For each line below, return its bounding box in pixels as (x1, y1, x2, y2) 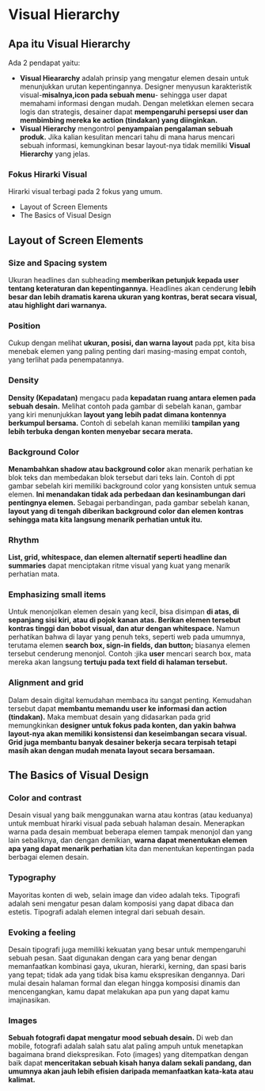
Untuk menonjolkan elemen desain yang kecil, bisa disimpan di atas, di (8, 607, 240, 617)
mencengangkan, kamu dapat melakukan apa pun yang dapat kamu (8, 987, 229, 997)
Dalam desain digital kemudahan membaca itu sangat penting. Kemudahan (8, 695, 252, 705)
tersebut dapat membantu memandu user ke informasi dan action (8, 703, 227, 713)
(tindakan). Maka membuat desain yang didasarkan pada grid (8, 712, 211, 721)
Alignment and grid (8, 677, 85, 688)
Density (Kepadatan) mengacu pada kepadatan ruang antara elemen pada (8, 393, 256, 402)
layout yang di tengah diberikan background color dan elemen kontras (8, 506, 244, 515)
